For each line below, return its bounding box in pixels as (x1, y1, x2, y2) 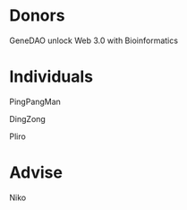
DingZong (9, 113, 47, 124)
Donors (9, 5, 65, 26)
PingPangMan (9, 96, 61, 107)
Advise (9, 162, 63, 183)
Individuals (9, 66, 94, 87)
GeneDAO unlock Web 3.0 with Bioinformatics (9, 35, 179, 46)
